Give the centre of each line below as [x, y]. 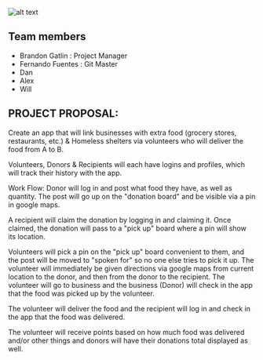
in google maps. [34, 205]
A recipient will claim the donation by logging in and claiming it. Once [120, 220]
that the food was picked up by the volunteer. [81, 293]
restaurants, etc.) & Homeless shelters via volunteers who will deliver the [126, 140]
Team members [47, 36]
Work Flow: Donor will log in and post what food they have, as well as [121, 187]
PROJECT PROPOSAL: [64, 114]
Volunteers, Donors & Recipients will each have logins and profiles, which [127, 164]
